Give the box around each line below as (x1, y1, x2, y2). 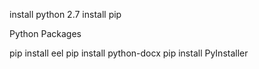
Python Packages (9, 28, 82, 39)
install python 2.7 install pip (9, 9, 122, 20)
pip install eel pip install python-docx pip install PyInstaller (9, 47, 249, 59)
